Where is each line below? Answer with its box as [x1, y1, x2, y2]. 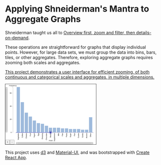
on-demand [5, 35, 29, 41]
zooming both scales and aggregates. [5, 60, 81, 65]
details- [136, 30, 152, 35]
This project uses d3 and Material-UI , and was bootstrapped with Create [5, 149, 150, 155]
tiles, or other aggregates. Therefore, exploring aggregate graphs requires [5, 54, 153, 60]
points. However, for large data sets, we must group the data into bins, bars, [5, 49, 157, 55]
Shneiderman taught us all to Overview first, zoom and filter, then [5, 30, 135, 35]
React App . [5, 154, 28, 160]
